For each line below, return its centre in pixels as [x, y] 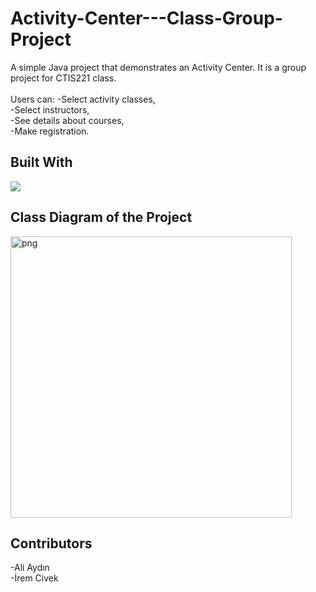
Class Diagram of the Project [101, 217]
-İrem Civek [34, 578]
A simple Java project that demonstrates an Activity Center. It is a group [158, 67]
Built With [41, 162]
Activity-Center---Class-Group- [146, 18]
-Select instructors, [50, 109]
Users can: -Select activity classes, [83, 99]
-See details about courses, [67, 120]
